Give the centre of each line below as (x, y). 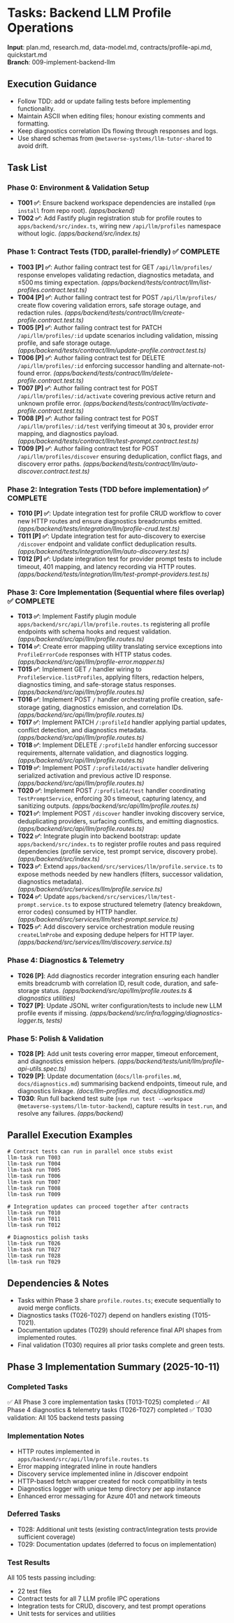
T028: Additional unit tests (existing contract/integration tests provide (117, 1529)
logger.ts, (31, 1020)
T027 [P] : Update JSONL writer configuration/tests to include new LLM (119, 1005)
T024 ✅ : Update (41, 897)
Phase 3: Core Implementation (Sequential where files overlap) (116, 592)
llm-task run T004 (34, 1164)
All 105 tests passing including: (52, 1577)
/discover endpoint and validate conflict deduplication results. (107, 544)
